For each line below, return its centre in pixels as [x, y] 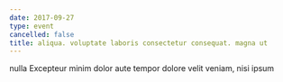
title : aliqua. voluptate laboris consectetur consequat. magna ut [139, 43]
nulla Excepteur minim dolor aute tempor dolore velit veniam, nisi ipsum [142, 68]
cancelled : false [42, 34]
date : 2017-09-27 [42, 18]
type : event [32, 26]
